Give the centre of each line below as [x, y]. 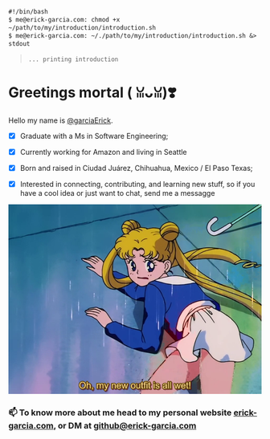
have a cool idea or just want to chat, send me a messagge [117, 193]
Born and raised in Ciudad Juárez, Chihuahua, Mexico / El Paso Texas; [136, 169]
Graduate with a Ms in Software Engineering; [94, 136]
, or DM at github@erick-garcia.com [125, 426]
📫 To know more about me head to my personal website [120, 413]
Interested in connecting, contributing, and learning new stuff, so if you [137, 185]
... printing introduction [73, 59]
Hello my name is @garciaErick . [61, 120]
